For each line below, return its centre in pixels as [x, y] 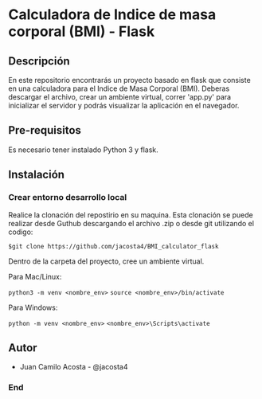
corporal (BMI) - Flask [82, 31]
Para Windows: [33, 307]
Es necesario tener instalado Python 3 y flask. [84, 150]
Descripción [39, 61]
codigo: [21, 232]
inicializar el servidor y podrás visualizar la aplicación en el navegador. [124, 106]
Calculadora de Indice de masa [112, 15]
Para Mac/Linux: [35, 276]
